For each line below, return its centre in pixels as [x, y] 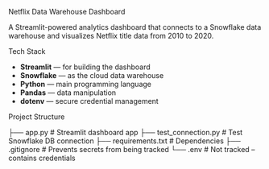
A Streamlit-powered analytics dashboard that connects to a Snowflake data [135, 27]
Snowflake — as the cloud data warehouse [92, 75]
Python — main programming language [85, 84]
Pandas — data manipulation [68, 93]
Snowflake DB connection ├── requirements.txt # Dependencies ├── [125, 141]
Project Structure [37, 117]
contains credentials [42, 158]
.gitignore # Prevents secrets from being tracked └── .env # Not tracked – [132, 149]
